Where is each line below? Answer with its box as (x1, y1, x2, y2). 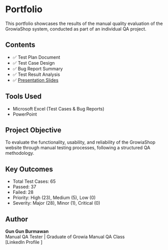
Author (5, 215, 28, 224)
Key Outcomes (5, 164, 53, 174)
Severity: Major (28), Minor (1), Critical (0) (12, 200, 100, 206)
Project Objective (5, 126, 62, 134)
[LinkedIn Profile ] (5, 239, 43, 245)
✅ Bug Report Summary (12, 65, 63, 72)
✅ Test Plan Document (12, 54, 61, 60)
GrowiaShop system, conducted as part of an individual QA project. (5, 25, 147, 32)
